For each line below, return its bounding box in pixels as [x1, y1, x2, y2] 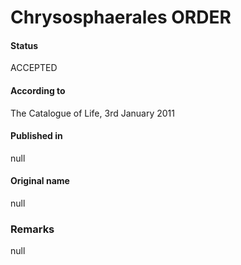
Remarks [10, 222, 55, 236]
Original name [10, 175, 70, 187]
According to [10, 84, 66, 96]
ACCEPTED [10, 62, 58, 74]
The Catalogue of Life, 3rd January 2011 [10, 107, 175, 119]
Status [10, 39, 39, 51]
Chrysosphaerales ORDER [10, 6, 232, 29]
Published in [10, 130, 63, 142]
